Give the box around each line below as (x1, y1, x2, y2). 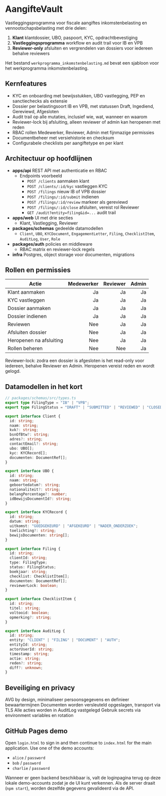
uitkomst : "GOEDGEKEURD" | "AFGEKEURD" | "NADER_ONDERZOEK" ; (9, 524, 138, 529)
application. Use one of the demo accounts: (5, 745, 94, 751)
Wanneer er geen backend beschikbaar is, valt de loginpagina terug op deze (5, 775, 161, 781)
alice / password (12, 754, 45, 760)
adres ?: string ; (9, 437, 43, 442)
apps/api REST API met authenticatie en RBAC (12, 167, 107, 174)
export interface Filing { (5, 546, 61, 551)
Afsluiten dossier (7, 329, 47, 336)
